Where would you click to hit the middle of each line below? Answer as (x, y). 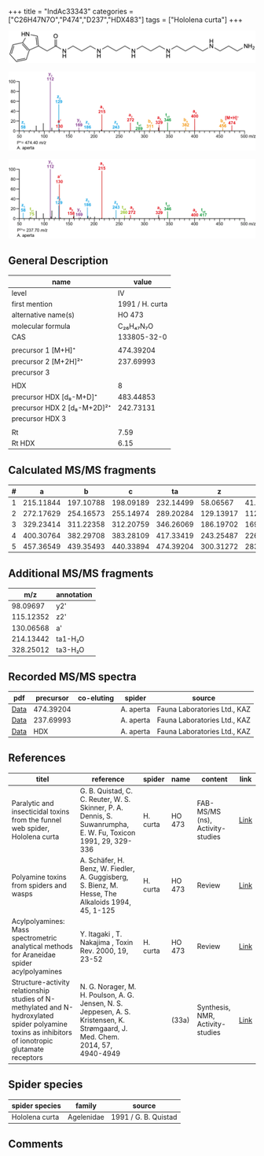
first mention (32, 304)
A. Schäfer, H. (102, 860)
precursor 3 (31, 372)
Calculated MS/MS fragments (82, 470)
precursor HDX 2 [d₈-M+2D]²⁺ (61, 408)
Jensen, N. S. (101, 1003)
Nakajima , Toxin (106, 942)
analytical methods (42, 947)
